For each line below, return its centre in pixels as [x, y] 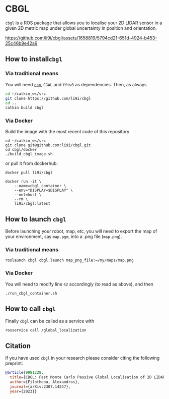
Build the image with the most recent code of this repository [67, 132]
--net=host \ [28, 195]
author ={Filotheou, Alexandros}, [45, 382]
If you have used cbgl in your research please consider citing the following [82, 358]
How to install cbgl [34, 59]
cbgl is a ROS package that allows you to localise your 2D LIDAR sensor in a [84, 23]
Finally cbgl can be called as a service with [50, 321]
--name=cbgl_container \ [40, 186]
